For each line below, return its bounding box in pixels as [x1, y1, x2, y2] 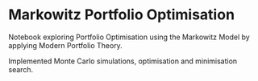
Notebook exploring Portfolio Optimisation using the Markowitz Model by [8, 32, 250, 42]
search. [8, 64, 34, 74]
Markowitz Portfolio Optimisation [8, 6, 235, 24]
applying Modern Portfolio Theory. [8, 40, 123, 50]
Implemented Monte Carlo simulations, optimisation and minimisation [8, 56, 238, 66]
